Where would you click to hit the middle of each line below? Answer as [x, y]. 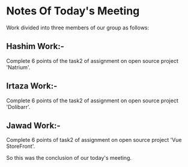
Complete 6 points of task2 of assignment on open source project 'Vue [94, 140]
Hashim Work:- [35, 46]
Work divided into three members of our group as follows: [78, 28]
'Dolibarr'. [18, 107]
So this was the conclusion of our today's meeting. [69, 158]
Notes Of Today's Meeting [73, 11]
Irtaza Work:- [32, 86]
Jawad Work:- [34, 125]
